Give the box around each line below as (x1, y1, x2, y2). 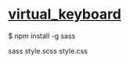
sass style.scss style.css (8, 46, 88, 55)
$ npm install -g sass (8, 31, 76, 40)
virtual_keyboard (8, 5, 122, 23)
